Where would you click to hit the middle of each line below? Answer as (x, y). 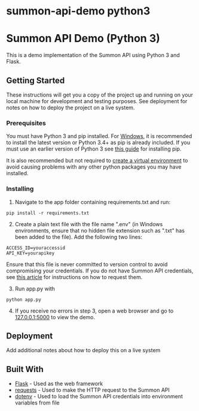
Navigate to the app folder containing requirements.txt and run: (93, 202)
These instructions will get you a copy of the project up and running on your (99, 95)
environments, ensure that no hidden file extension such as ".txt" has (100, 230)
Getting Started (36, 80)
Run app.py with (35, 289)
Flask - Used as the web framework (59, 384)
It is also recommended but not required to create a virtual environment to (97, 161)
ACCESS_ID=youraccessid (36, 248)
